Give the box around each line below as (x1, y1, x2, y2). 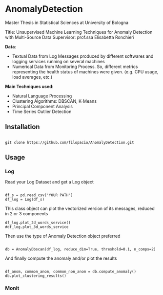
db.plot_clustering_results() (5, 273, 67, 278)
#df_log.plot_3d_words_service (5, 225, 69, 229)
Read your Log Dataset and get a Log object (5, 179, 94, 185)
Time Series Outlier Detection (12, 109, 72, 114)
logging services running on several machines (12, 58, 105, 64)
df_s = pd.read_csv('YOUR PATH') (5, 193, 73, 198)
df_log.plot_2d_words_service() (5, 220, 71, 226)
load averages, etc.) (12, 74, 53, 80)
